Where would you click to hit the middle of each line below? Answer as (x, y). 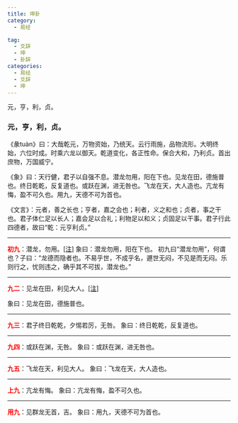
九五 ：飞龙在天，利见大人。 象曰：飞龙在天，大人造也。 (89, 368)
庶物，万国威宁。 (32, 162)
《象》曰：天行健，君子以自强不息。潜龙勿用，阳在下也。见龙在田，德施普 (116, 176)
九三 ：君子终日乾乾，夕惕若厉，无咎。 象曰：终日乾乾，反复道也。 (104, 325)
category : (22, 21)
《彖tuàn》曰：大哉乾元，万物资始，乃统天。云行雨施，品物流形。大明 (110, 144)
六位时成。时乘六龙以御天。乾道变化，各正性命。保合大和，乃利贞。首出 (125, 152)
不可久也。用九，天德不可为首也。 (75, 194)
